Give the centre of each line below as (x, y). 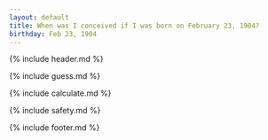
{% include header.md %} (56, 59)
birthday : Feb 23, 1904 (53, 34)
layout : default (39, 17)
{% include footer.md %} (55, 128)
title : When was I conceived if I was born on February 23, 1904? (134, 26)
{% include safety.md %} (55, 111)
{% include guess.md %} (55, 76)
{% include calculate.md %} (60, 93)
